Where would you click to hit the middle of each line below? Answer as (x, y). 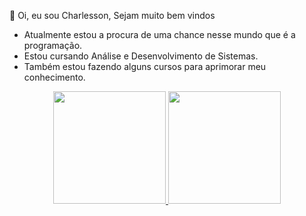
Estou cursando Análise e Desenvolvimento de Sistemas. (141, 56)
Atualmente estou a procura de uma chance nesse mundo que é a (159, 34)
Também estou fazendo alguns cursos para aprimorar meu (145, 66)
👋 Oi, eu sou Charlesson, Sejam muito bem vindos (112, 15)
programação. (53, 45)
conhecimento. (54, 77)
